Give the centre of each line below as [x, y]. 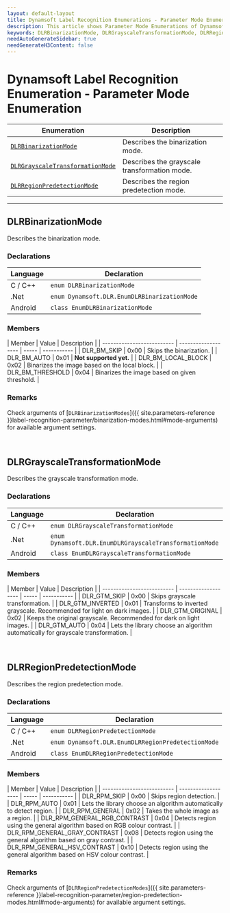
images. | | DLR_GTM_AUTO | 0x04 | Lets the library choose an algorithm [110, 625]
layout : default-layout [41, 13]
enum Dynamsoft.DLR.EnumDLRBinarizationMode [124, 297]
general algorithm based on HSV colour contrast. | [78, 855]
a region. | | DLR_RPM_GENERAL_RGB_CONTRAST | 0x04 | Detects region [112, 818]
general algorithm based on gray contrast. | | [70, 840]
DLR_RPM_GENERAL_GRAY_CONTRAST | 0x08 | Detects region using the [110, 833]
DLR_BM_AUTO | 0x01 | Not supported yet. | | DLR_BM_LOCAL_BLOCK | [110, 358]
